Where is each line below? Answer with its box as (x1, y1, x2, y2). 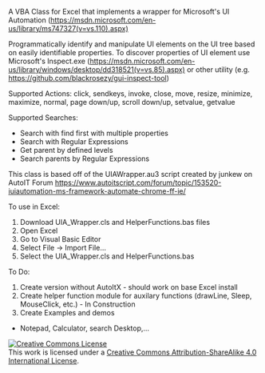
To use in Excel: (8, 202, 60, 211)
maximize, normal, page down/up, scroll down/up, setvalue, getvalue (8, 98, 235, 106)
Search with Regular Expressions (19, 137, 129, 146)
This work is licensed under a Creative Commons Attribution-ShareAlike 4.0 (8, 347, 257, 357)
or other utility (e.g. (186, 65, 250, 74)
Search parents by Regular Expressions (19, 154, 150, 163)
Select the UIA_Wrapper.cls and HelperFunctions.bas (19, 251, 195, 261)
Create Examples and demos (19, 308, 115, 317)
